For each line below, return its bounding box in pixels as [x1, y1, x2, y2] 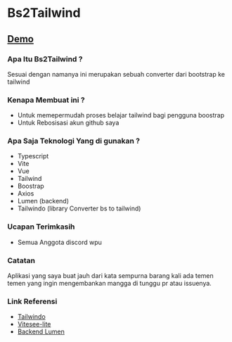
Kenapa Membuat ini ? [7, 95, 86, 105]
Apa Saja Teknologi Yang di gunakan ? [7, 136, 141, 146]
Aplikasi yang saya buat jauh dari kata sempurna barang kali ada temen [7, 272, 214, 280]
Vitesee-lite [17, 320, 51, 329]
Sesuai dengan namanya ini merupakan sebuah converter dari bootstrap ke [7, 70, 225, 78]
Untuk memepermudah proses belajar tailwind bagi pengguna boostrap [17, 111, 225, 120]
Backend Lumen [17, 327, 65, 336]
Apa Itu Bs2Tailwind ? [7, 54, 83, 64]
